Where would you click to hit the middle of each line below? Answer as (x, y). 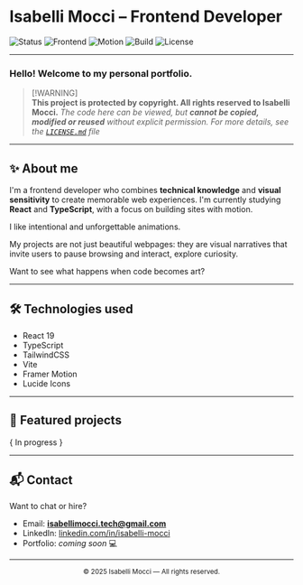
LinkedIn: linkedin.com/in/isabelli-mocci (96, 534)
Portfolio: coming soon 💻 (69, 543)
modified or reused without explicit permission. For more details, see (160, 122)
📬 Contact (41, 480)
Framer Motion (50, 374)
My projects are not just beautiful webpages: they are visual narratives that (148, 245)
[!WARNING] (55, 93)
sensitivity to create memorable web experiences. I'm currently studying (145, 200)
